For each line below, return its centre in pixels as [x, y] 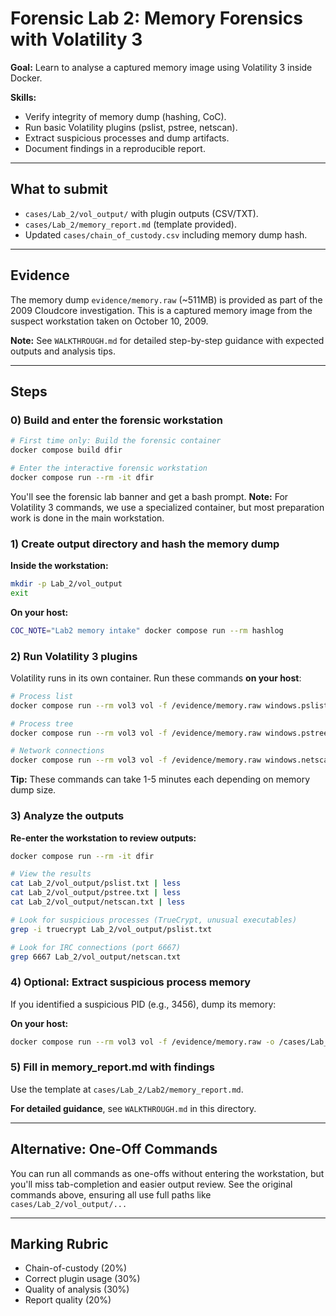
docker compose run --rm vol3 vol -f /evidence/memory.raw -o [142, 1042]
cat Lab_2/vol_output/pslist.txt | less [96, 883]
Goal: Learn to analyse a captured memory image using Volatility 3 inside [161, 67]
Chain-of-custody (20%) [76, 1268]
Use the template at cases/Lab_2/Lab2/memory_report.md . [127, 1089]
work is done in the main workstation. [87, 518]
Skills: [23, 97]
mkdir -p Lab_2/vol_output [66, 584]
